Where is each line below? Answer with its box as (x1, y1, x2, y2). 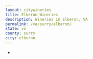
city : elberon (5, 36, 36, 41)
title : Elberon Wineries (5, 12, 58, 17)
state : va (5, 26, 27, 31)
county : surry (5, 31, 36, 36)
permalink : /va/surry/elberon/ (5, 21, 72, 27)
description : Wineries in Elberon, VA (5, 17, 88, 22)
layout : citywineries (5, 7, 52, 13)
